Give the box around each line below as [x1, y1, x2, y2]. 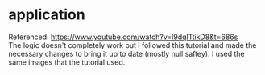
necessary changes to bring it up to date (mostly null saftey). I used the [8, 49, 245, 58]
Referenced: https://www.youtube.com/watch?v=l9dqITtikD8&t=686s [8, 32, 238, 41]
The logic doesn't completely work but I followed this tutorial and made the [8, 40, 257, 49]
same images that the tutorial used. [8, 57, 126, 67]
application [8, 6, 86, 24]
